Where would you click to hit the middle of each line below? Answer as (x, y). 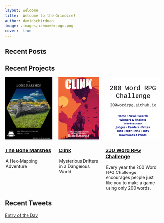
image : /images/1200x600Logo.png (39, 26)
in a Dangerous (74, 166)
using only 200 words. (128, 188)
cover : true (18, 31)
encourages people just (130, 177)
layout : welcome (22, 10)
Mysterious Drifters (79, 161)
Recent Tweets (28, 203)
